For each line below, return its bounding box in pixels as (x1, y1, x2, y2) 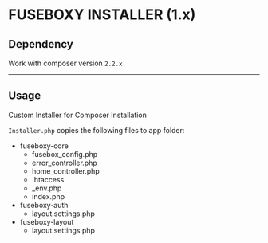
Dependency (8, 37, 73, 51)
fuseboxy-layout (19, 217, 74, 226)
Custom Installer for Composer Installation (8, 110, 148, 120)
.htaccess (31, 174, 65, 184)
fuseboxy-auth (19, 200, 69, 210)
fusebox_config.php (31, 149, 98, 159)
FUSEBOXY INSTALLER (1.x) (8, 6, 196, 24)
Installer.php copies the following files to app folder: (8, 125, 185, 135)
